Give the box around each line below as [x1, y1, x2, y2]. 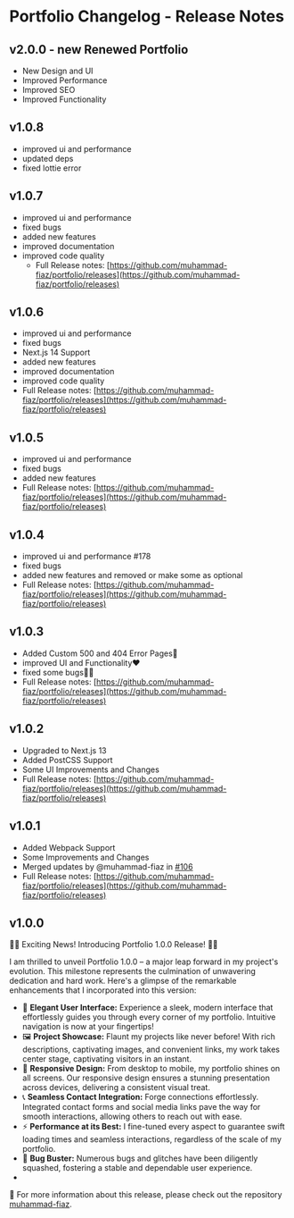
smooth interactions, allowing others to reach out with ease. [21, 1111, 242, 1122]
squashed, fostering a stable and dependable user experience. [21, 1163, 253, 1173]
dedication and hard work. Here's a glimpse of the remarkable [9, 976, 237, 987]
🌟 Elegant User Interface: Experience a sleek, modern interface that [21, 1003, 274, 1013]
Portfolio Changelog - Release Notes [9, 6, 285, 27]
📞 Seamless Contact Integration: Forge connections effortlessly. [21, 1092, 259, 1103]
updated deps [21, 153, 74, 164]
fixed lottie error [21, 163, 82, 173]
